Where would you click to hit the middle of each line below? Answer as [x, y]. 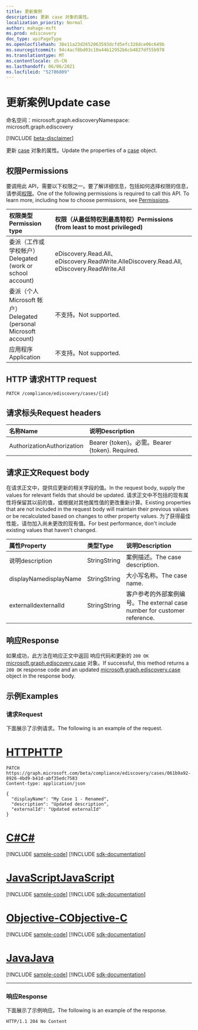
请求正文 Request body [48, 473]
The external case [163, 603]
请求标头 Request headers [54, 413]
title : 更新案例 [24, 11]
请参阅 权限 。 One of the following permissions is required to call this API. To [98, 193]
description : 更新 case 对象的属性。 [49, 17]
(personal [22, 324]
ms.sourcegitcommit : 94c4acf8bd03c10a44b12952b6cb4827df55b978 [85, 50]
